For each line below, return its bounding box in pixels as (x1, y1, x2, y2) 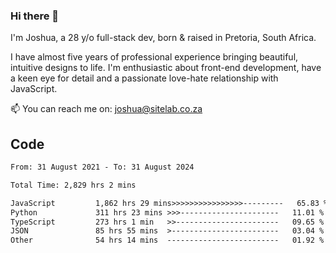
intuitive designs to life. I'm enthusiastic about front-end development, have (10, 62, 322, 74)
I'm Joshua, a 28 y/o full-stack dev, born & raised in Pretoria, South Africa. (10, 32, 317, 44)
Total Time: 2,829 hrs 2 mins (10, 180, 137, 190)
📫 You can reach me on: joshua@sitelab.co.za (10, 103, 203, 115)
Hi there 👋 (10, 9, 60, 23)
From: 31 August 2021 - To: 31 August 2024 (10, 162, 195, 173)
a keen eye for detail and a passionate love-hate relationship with (10, 72, 279, 84)
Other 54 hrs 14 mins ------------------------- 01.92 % (10, 235, 325, 246)
